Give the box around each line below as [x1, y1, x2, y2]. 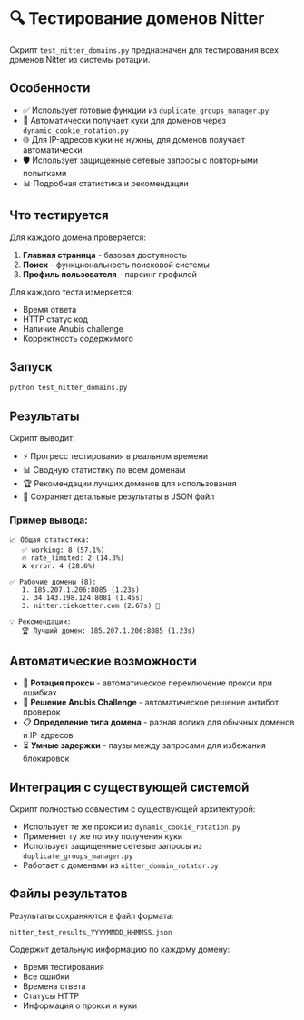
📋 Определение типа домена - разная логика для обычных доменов [22, 716, 295, 728]
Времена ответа [22, 980, 86, 992]
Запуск [9, 359, 53, 375]
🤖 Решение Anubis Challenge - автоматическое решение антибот [22, 697, 279, 708]
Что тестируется [9, 207, 109, 224]
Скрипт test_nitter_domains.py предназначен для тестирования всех [9, 44, 279, 55]
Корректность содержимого [22, 333, 134, 344]
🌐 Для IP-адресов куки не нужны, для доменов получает [22, 134, 245, 145]
